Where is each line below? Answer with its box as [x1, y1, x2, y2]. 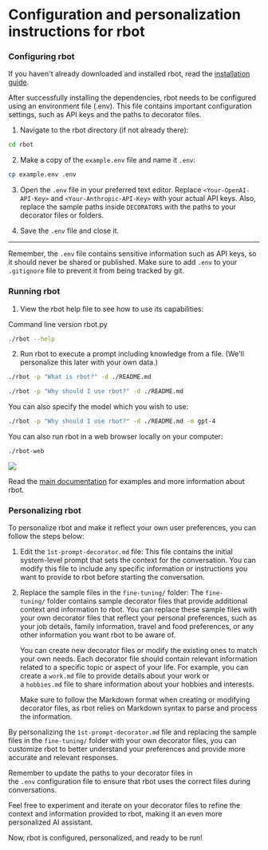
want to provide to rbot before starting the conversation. [19, 573, 205, 582]
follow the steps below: [8, 532, 85, 541]
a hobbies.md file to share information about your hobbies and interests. [19, 679, 254, 689]
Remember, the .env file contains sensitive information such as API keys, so [8, 249, 257, 258]
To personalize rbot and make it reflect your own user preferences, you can [8, 523, 257, 533]
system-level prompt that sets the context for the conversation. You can [19, 556, 257, 565]
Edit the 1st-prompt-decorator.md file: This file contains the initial [19, 547, 233, 557]
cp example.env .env [8, 171, 77, 179]
